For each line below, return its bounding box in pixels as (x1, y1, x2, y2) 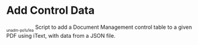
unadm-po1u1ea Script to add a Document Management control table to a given (6, 23, 193, 33)
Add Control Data (6, 4, 95, 17)
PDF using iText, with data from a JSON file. (6, 32, 116, 40)
